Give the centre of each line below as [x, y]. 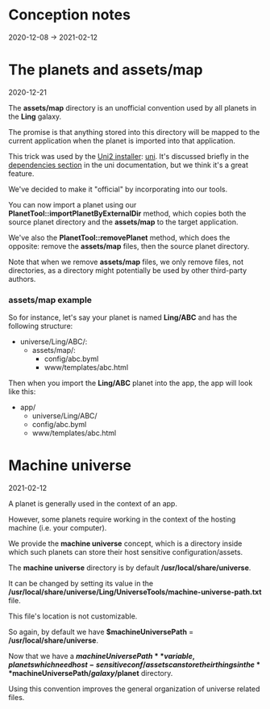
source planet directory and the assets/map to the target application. [123, 222]
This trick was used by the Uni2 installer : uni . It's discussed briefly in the [129, 156]
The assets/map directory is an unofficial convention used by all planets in [133, 107]
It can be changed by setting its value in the [81, 584]
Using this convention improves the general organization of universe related [134, 689]
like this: [22, 392]
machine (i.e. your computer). [58, 528]
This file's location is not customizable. [73, 616]
